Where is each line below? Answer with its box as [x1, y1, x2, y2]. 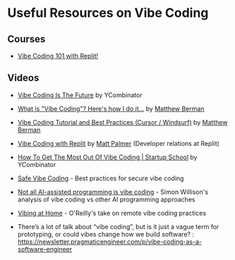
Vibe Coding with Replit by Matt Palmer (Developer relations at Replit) [17, 139, 220, 147]
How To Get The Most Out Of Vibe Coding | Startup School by [17, 153, 198, 161]
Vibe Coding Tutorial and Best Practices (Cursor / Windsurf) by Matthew [17, 118, 228, 126]
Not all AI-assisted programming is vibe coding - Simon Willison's [17, 187, 209, 196]
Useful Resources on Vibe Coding [7, 5, 209, 21]
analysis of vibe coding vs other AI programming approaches [17, 195, 195, 204]
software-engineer [17, 244, 73, 253]
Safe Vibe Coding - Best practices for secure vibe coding [17, 174, 184, 182]
